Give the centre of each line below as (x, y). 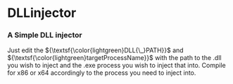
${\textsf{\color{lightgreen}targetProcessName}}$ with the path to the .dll (114, 58)
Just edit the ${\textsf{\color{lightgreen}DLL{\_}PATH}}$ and (96, 50)
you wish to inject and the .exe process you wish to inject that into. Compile (117, 66)
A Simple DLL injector (45, 35)
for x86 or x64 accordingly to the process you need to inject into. (102, 73)
